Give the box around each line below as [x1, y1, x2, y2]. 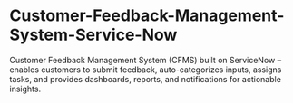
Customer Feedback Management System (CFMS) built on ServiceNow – [9, 54, 282, 65]
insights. [9, 83, 42, 94]
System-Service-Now [9, 24, 178, 45]
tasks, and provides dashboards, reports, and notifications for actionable [9, 73, 281, 84]
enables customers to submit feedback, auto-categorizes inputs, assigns [9, 64, 282, 75]
